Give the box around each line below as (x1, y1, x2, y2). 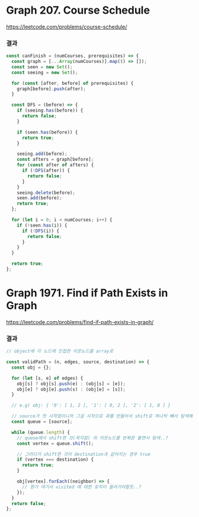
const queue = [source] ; (11, 419, 73, 425)
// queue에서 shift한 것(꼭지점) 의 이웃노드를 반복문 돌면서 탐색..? (17, 434, 169, 441)
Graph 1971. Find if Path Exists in (6, 286, 168, 300)
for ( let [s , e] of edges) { (11, 375, 84, 381)
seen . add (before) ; (17, 195, 62, 201)
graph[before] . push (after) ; (17, 85, 86, 92)
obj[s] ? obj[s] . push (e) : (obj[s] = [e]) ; (17, 380, 126, 386)
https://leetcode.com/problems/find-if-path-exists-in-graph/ (6, 318, 154, 325)
